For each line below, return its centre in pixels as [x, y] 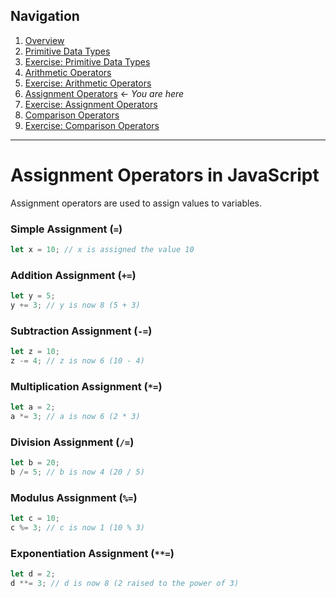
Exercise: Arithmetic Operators [88, 83]
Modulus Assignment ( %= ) [74, 498]
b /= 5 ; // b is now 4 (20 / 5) [77, 472]
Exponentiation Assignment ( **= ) [92, 554]
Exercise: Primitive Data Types [87, 61]
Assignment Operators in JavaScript [165, 175]
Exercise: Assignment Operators [91, 104]
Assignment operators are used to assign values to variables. [136, 203]
